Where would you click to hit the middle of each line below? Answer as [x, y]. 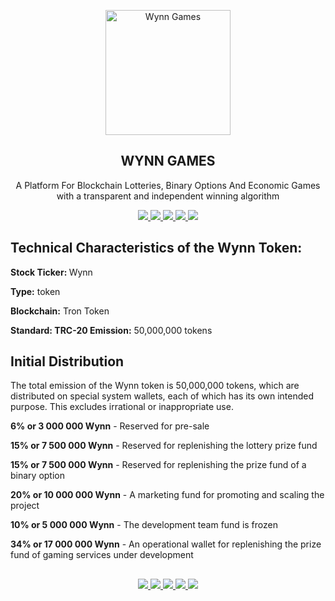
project [25, 506]
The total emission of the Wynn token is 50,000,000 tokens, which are [155, 386]
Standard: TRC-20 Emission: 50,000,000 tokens [111, 330]
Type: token [35, 291]
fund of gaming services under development [102, 555]
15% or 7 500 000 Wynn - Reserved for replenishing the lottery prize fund [164, 446]
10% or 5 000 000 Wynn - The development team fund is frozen [144, 525]
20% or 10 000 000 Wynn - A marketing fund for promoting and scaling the [167, 495]
